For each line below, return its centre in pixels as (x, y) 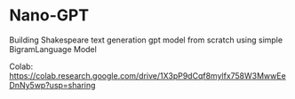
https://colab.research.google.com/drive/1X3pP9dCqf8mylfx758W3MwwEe (147, 75)
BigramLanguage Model (53, 49)
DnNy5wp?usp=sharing (52, 85)
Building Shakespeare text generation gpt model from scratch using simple (146, 40)
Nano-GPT (49, 15)
